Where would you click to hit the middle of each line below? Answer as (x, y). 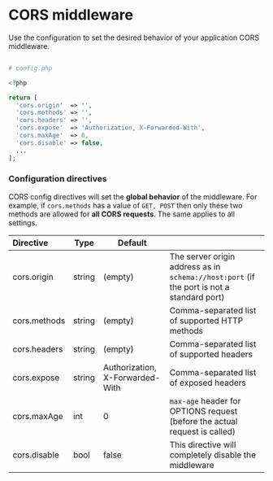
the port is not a (199, 286)
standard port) (197, 297)
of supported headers (211, 354)
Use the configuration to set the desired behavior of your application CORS (134, 37)
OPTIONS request (204, 411)
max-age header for (205, 400)
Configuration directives (58, 179)
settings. (23, 222)
